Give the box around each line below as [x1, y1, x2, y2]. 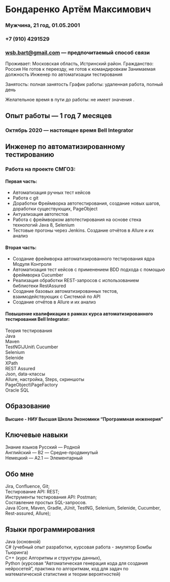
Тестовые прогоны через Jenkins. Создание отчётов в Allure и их [12, 228, 154, 234]
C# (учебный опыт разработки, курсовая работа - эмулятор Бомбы [5, 544, 152, 550]
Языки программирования [5, 525, 95, 534]
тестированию [5, 150, 54, 159]
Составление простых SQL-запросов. [5, 500, 87, 506]
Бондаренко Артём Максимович [5, 4, 151, 15]
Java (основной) [5, 538, 41, 544]
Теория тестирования [5, 327, 52, 334]
